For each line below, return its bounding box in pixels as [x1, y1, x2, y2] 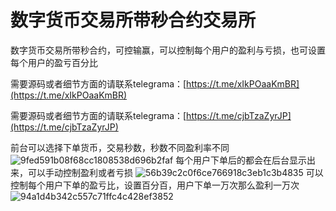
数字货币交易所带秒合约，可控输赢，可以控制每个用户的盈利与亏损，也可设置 [10, 44, 326, 56]
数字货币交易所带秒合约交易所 [10, 9, 257, 32]
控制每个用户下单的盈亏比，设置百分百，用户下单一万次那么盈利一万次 [10, 179, 300, 191]
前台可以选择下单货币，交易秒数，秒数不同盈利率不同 [10, 141, 230, 153]
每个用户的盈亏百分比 [10, 56, 98, 68]
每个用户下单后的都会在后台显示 [175, 154, 308, 166]
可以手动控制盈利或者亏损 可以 [27, 166, 324, 178]
